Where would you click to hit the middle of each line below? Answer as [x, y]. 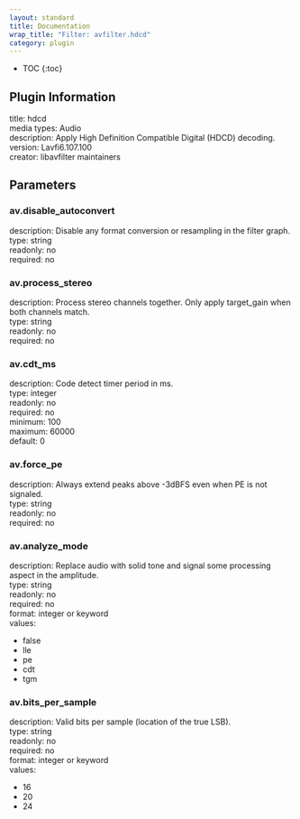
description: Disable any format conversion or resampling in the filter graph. [150, 230]
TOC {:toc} [42, 69]
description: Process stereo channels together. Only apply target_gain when [150, 302]
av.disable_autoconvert [62, 211]
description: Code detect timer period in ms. [91, 383]
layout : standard [42, 18]
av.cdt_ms [33, 363]
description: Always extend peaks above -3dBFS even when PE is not [138, 484]
